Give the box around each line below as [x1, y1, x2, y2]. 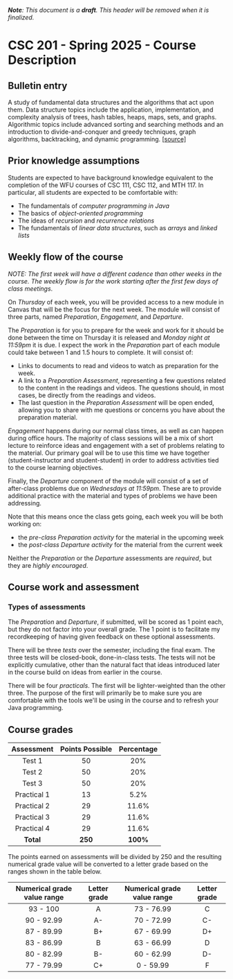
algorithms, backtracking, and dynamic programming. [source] [8, 135, 187, 143]
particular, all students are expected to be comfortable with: [8, 188, 178, 196]
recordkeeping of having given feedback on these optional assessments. [8, 632, 216, 641]
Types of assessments [8, 602, 86, 612]
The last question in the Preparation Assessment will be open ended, [17, 398, 215, 406]
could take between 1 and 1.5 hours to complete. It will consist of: [8, 348, 194, 356]
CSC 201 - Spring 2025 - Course [8, 37, 196, 53]
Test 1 [22, 756, 43, 765]
